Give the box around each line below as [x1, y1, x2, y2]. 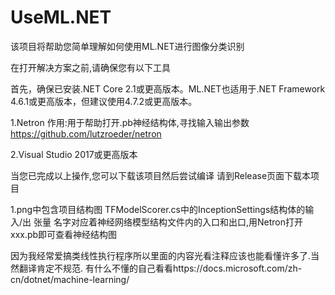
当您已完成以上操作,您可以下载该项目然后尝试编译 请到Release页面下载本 [10, 169, 312, 181]
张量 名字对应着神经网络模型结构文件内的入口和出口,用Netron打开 [33, 216, 303, 228]
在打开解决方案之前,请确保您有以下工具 [10, 61, 172, 73]
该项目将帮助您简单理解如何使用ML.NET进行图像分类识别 [10, 40, 245, 52]
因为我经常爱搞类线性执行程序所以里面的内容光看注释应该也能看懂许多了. [10, 249, 312, 261]
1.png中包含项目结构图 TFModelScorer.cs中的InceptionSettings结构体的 [10, 203, 306, 215]
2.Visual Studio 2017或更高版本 [10, 148, 138, 160]
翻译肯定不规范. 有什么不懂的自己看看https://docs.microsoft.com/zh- [18, 262, 303, 274]
